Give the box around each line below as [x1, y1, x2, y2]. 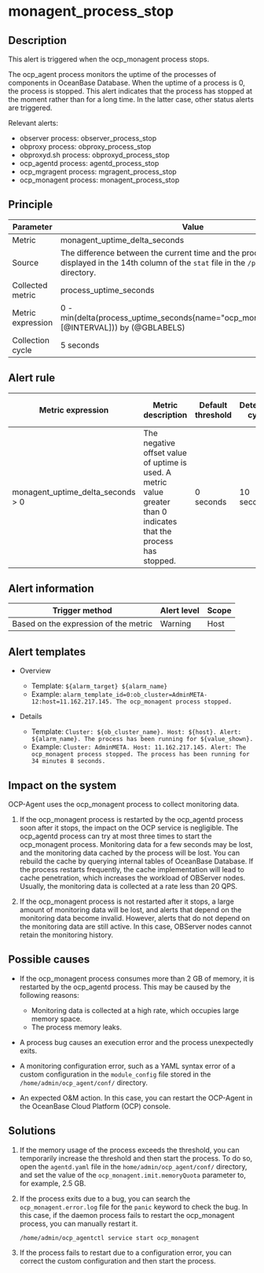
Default [199, 399, 228, 410]
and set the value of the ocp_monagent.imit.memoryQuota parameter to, [19, 1170, 246, 1179]
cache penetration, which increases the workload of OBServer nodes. [19, 873, 246, 882]
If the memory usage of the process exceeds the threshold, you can [19, 1145, 240, 1154]
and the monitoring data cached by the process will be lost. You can [19, 848, 240, 858]
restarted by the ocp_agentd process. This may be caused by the [19, 981, 231, 992]
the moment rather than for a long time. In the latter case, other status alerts [8, 95, 254, 104]
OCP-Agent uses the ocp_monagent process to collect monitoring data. [8, 800, 240, 809]
